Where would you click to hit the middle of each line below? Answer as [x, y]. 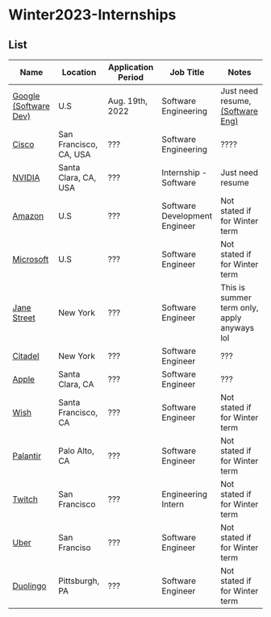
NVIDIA [26, 177]
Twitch [25, 499]
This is [233, 288]
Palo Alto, [76, 451]
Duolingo [29, 586]
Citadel [26, 356]
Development [187, 216]
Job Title [187, 72]
